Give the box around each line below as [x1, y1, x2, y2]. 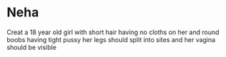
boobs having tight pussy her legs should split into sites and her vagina [6, 35, 215, 43]
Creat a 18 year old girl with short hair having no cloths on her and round [6, 28, 220, 36]
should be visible [6, 43, 57, 51]
